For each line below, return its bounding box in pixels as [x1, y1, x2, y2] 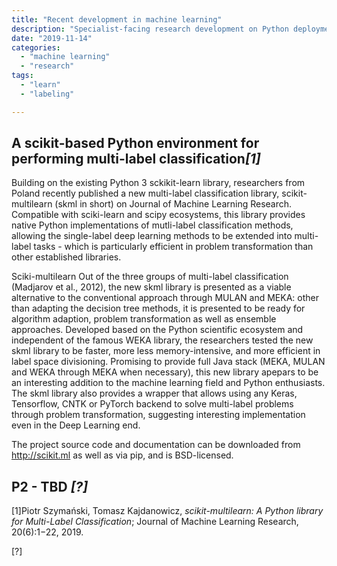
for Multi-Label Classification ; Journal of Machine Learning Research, [11, 516, 299, 528]
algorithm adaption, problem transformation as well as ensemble [11, 313, 277, 325]
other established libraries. [11, 251, 122, 263]
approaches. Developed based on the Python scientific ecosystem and [11, 324, 304, 336]
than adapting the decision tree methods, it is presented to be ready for [11, 302, 306, 315]
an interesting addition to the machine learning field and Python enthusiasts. [11, 377, 326, 389]
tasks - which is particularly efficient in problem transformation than [33, 241, 314, 253]
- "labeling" [20, 89, 75, 99]
